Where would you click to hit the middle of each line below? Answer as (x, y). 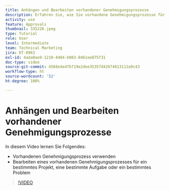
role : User (17, 39)
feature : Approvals (26, 24)
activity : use (20, 19)
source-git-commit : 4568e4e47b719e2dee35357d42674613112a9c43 (73, 67)
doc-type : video (22, 62)
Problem (21, 172)
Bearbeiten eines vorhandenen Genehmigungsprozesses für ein (80, 161)
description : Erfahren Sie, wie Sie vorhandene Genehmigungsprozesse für (85, 15)
